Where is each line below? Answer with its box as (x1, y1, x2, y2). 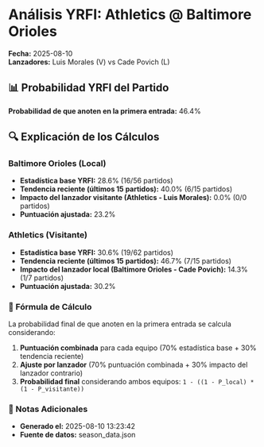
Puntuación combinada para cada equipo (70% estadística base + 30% (19, 343, 257, 353)
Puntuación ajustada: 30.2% (19, 281, 116, 291)
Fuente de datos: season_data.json (19, 430, 136, 440)
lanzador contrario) (19, 368, 83, 378)
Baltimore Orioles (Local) (8, 158, 107, 169)
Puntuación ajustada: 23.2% (19, 210, 116, 219)
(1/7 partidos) (19, 272, 64, 283)
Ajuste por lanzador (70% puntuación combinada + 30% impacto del (19, 360, 248, 370)
